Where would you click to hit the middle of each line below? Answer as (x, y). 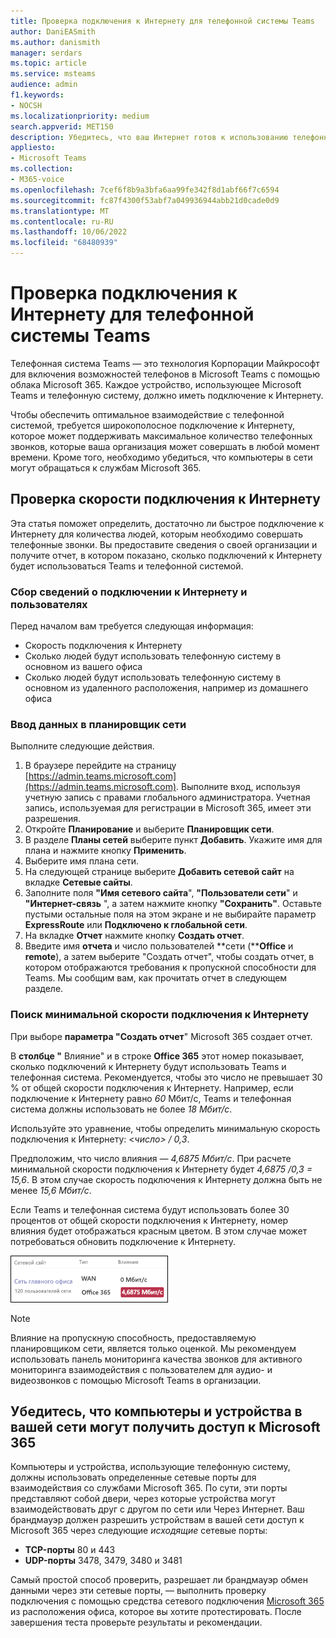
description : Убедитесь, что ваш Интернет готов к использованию (149, 137)
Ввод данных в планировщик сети (98, 724)
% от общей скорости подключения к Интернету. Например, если (152, 1087)
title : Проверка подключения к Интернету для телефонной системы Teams (162, 21)
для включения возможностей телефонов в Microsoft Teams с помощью (165, 374)
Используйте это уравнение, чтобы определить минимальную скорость (165, 1128)
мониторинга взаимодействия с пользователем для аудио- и (141, 1369)
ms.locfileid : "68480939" (64, 243)
